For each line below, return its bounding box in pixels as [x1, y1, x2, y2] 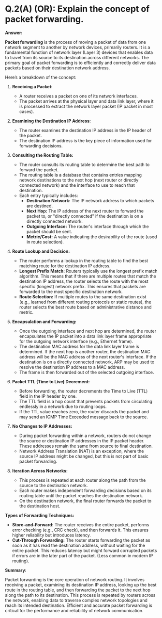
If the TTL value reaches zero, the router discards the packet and [19, 408, 149, 414]
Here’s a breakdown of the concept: [5, 74, 76, 80]
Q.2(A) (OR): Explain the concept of [5, 3, 150, 15]
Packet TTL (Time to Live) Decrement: [12, 378, 90, 384]
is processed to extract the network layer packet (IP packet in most [19, 103, 153, 109]
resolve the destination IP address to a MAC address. [19, 364, 125, 370]
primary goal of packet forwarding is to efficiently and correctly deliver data [5, 60, 156, 65]
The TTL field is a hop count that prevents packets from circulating [19, 398, 152, 404]
